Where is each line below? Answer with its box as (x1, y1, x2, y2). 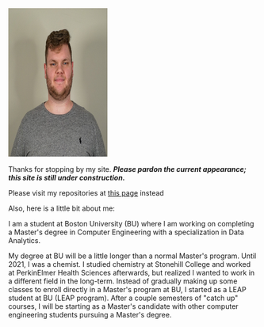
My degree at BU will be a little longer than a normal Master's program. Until (8, 251, 257, 260)
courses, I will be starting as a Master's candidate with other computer (8, 302, 239, 311)
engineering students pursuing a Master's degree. (8, 310, 172, 319)
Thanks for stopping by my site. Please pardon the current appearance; (8, 165, 247, 173)
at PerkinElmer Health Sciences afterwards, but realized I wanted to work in (8, 268, 255, 277)
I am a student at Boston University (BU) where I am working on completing (8, 219, 254, 228)
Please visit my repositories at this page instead (8, 188, 164, 197)
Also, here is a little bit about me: (8, 203, 115, 213)
